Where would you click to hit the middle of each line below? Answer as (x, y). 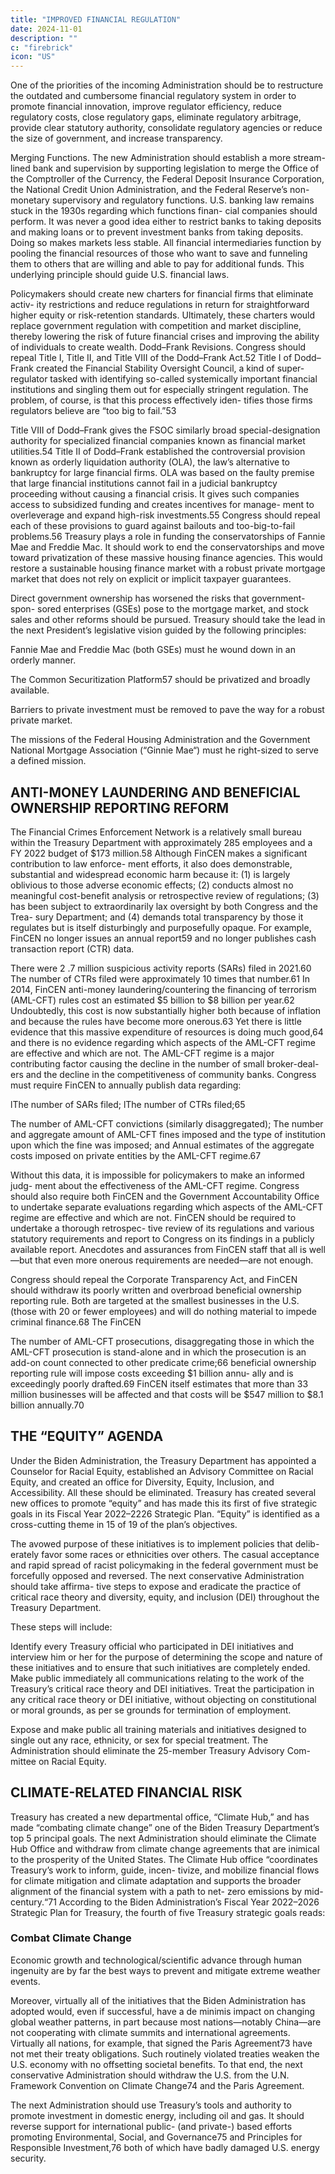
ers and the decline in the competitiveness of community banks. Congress (163, 1074)
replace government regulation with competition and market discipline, (156, 326)
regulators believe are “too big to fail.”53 (93, 411)
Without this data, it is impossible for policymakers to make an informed (157, 1175)
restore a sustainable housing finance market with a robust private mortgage (168, 568)
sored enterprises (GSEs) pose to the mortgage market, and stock (173, 609)
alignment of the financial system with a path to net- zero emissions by (156, 1891)
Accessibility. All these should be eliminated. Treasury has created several (163, 1492)
